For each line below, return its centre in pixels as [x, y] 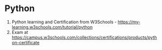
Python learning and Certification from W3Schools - [64, 22]
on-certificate [25, 42]
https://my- [129, 22]
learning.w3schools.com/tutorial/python [52, 27]
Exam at [20, 32]
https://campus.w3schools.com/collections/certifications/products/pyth [84, 37]
